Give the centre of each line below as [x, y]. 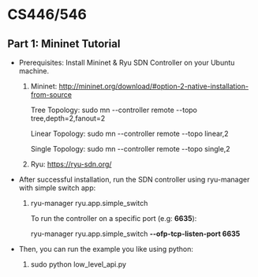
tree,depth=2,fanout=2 [68, 118]
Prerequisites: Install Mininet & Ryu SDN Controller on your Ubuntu [127, 62]
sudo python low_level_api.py [79, 264]
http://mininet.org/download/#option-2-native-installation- [154, 86]
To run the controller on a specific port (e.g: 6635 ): [114, 218]
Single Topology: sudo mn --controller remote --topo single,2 [130, 149]
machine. [34, 71]
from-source [51, 95]
